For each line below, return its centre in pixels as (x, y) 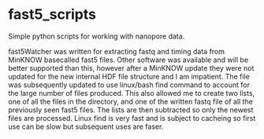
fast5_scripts (52, 15)
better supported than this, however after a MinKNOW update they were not (131, 68)
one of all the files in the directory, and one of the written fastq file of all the (131, 101)
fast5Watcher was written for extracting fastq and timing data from (117, 51)
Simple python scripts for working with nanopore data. (97, 36)
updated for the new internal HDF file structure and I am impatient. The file (129, 76)
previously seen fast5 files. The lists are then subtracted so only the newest (131, 110)
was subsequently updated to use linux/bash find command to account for (129, 85)
